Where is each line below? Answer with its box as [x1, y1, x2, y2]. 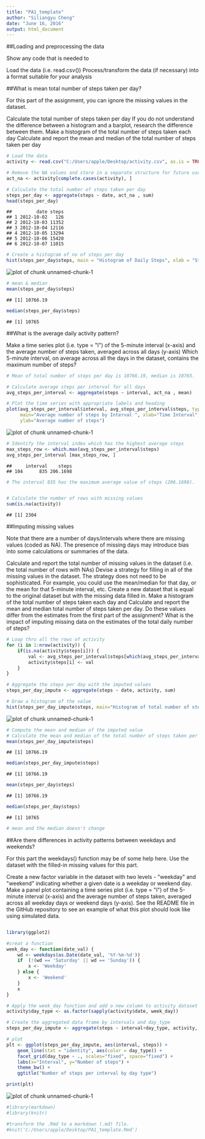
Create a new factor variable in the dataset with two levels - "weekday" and [6, 873, 196, 880]
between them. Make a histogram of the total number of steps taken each [6, 128, 192, 135]
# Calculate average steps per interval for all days [6, 384, 146, 390]
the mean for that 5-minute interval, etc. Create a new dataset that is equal [6, 586, 194, 593]
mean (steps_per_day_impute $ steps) [6, 738, 95, 744]
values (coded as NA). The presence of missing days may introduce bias [6, 541, 189, 548]
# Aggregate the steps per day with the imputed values [6, 682, 151, 688]
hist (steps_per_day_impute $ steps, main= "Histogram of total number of [6, 704, 190, 710]
